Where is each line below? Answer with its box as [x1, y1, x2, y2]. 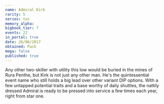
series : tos [5, 16, 30, 21]
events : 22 [5, 30, 28, 35]
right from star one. [5, 93, 45, 99]
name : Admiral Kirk [5, 7, 46, 12]
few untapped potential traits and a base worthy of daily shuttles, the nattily [5, 83, 160, 89]
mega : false [5, 49, 30, 53]
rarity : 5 [5, 12, 26, 17]
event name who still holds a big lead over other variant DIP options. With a [5, 77, 159, 83]
